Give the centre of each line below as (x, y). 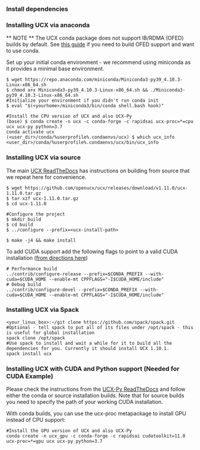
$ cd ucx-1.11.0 (26, 203)
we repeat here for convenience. (46, 177)
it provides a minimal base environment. (55, 69)
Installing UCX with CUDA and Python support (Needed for (93, 369)
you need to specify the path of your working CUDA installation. (84, 402)
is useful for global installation (50, 333)
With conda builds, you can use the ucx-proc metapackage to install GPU (96, 413)
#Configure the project (36, 214)
